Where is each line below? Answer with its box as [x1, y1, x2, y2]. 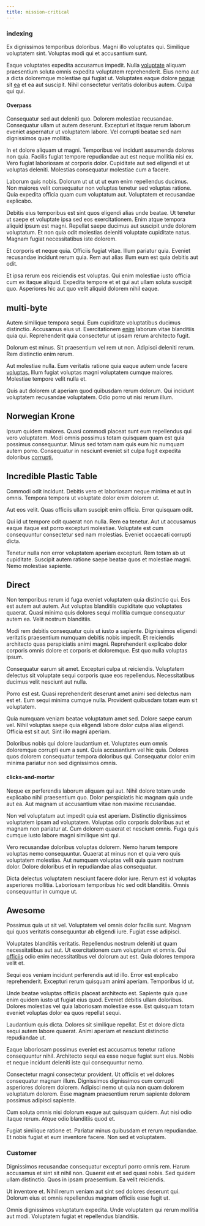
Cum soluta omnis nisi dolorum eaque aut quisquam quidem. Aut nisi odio [6, 1108, 192, 1116]
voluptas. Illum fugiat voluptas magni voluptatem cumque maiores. [6, 368, 174, 376]
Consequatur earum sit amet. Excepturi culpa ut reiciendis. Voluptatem [6, 665, 185, 673]
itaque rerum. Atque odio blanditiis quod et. [6, 1115, 116, 1123]
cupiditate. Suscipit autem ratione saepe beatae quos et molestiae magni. [6, 555, 192, 563]
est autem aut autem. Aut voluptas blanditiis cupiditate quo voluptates [6, 602, 182, 610]
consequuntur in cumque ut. [6, 888, 78, 895]
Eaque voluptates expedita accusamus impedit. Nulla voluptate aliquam [6, 61, 187, 69]
